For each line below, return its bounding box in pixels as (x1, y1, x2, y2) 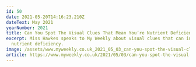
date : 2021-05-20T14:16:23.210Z (6, 14, 85, 20)
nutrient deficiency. (11, 41, 64, 47)
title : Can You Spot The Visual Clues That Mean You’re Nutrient (6, 30, 168, 36)
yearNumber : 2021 (6, 24, 48, 31)
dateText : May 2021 (6, 19, 54, 25)
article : (6, 52, 27, 58)
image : (6, 47, 22, 52)
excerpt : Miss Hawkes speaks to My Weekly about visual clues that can (6, 36, 184, 41)
